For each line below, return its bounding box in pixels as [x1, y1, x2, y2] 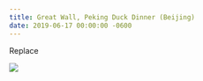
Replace [9, 45, 39, 55]
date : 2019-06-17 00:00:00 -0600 [9, 21, 132, 30]
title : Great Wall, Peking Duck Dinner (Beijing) [9, 12, 196, 22]
